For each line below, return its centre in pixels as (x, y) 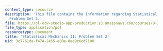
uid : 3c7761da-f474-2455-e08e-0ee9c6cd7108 (50, 41)
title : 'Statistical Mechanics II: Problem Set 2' (57, 37)
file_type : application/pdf (33, 28)
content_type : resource (29, 9)
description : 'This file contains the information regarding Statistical (81, 14)
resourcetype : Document (29, 32)
